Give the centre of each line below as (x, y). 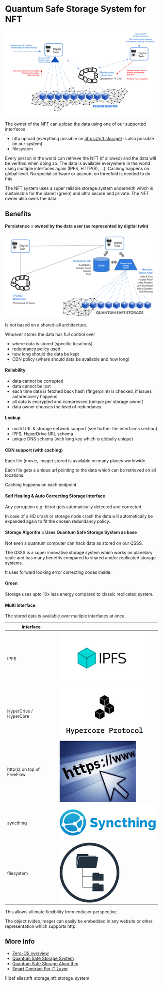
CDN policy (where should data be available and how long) (71, 359)
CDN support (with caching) (34, 450)
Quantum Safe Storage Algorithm (45, 963)
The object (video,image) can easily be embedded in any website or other (79, 921)
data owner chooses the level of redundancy (57, 406)
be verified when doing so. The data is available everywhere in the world (78, 163)
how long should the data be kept (45, 354)
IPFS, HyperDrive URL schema (43, 434)
